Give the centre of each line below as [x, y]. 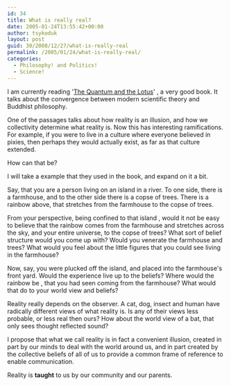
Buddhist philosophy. [37, 106]
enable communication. [41, 361]
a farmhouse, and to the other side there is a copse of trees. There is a [108, 197]
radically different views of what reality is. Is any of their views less [103, 311]
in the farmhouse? [33, 255]
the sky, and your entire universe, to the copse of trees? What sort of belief [114, 233]
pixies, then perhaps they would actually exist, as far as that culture [103, 142]
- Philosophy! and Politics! [55, 65]
